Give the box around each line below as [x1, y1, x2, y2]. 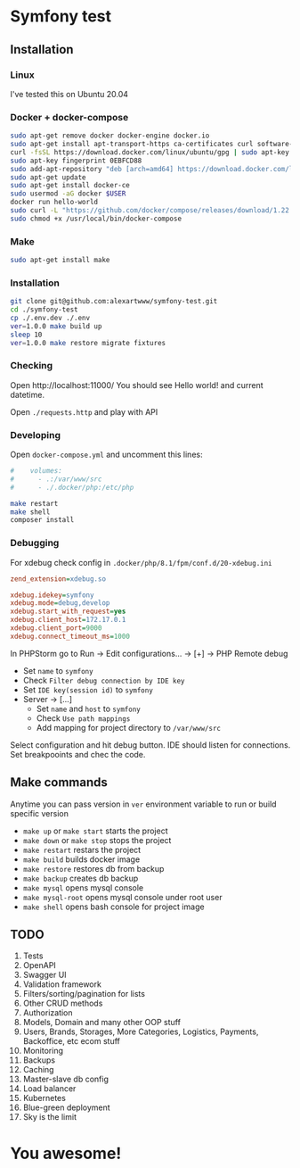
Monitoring [22, 1046, 63, 1056]
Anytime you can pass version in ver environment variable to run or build [10, 799, 277, 809]
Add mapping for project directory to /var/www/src [36, 722, 222, 733]
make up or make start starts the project [22, 825, 168, 836]
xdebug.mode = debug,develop [10, 599, 110, 608]
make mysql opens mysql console [22, 882, 144, 893]
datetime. [10, 389, 45, 400]
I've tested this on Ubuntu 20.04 [10, 88, 128, 99]
